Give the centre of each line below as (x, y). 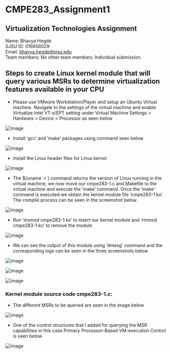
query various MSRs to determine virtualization (83, 82)
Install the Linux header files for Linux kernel (60, 158)
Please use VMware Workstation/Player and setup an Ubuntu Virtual (85, 102)
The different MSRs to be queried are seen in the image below (79, 305)
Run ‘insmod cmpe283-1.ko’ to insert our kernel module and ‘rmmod (85, 220)
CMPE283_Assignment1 (58, 10)
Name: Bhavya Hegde (28, 41)
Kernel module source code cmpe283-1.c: (59, 294)
